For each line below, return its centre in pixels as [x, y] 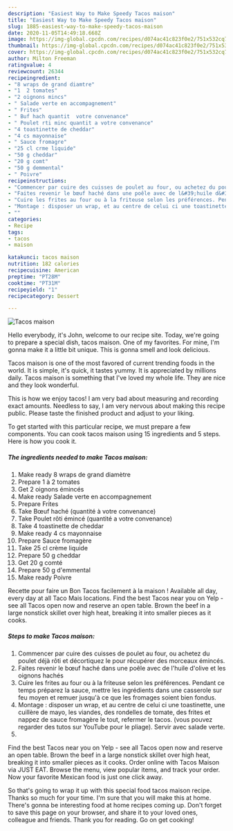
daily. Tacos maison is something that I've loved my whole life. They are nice [117, 378]
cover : [17, 53]
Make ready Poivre [45, 577]
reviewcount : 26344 [36, 71]
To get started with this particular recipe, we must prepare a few [99, 427]
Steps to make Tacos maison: [52, 636]
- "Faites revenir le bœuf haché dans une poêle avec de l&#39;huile [110, 194]
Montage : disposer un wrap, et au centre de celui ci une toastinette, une [121, 705]
